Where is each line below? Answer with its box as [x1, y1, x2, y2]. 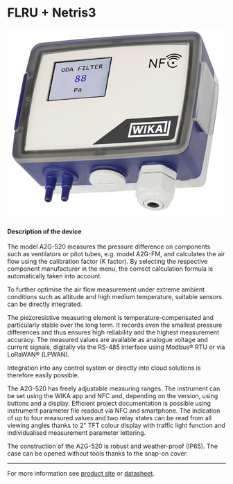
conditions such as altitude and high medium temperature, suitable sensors [7, 293, 223, 301]
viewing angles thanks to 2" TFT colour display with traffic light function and [7, 421, 225, 430]
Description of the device [7, 227, 82, 235]
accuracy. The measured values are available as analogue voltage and [7, 336, 208, 344]
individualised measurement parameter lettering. [7, 429, 146, 437]
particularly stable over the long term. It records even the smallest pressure [7, 321, 223, 330]
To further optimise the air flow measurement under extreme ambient [7, 285, 205, 294]
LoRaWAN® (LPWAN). [7, 350, 70, 359]
